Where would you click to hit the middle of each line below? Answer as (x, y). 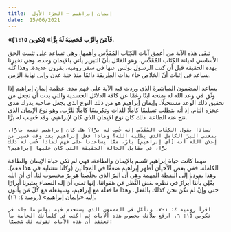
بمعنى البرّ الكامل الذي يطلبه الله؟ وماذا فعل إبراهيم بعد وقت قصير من (112, 136)
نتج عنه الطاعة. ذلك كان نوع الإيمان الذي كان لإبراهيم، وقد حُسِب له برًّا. (98, 117)
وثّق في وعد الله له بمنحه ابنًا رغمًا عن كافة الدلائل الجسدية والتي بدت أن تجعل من (112, 95)
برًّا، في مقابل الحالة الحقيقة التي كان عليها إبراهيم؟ (88, 148)
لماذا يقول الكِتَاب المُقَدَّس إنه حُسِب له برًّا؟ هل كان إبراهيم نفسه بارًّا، (110, 130)
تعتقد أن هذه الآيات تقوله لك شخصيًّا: (60, 221)
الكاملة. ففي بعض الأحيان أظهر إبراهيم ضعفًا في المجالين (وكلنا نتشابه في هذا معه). (113, 167)
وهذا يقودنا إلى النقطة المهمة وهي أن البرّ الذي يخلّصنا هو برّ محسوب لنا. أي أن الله (112, 175)
